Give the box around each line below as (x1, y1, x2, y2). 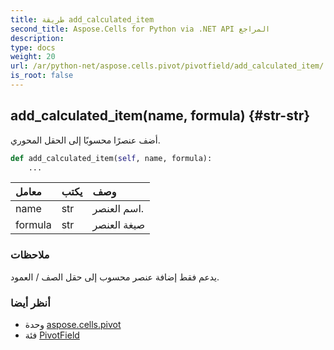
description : (10, 33, 65, 43)
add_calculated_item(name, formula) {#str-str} (10, 107, 311, 125)
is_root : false (10, 71, 74, 81)
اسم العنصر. (92, 202, 145, 216)
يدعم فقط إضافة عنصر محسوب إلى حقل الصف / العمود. (10, 271, 220, 283)
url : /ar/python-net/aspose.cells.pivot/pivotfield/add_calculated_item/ (10, 61, 325, 71)
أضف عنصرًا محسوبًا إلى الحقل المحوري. (10, 134, 161, 146)
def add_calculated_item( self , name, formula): (10, 153, 213, 163)
